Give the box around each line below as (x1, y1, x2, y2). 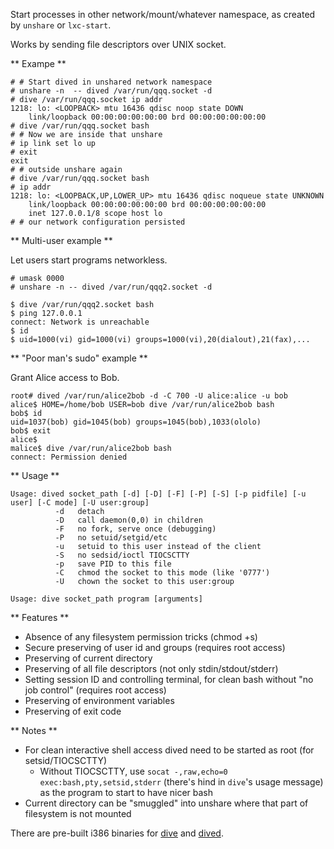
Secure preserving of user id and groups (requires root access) (24, 642, 286, 653)
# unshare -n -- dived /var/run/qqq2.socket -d (10, 282, 213, 292)
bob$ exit (10, 426, 52, 436)
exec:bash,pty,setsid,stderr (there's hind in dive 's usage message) (39, 776, 324, 788)
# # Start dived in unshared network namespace (10, 77, 213, 87)
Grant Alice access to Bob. (10, 372, 120, 383)
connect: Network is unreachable (10, 317, 150, 327)
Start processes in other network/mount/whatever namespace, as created (10, 9, 316, 20)
